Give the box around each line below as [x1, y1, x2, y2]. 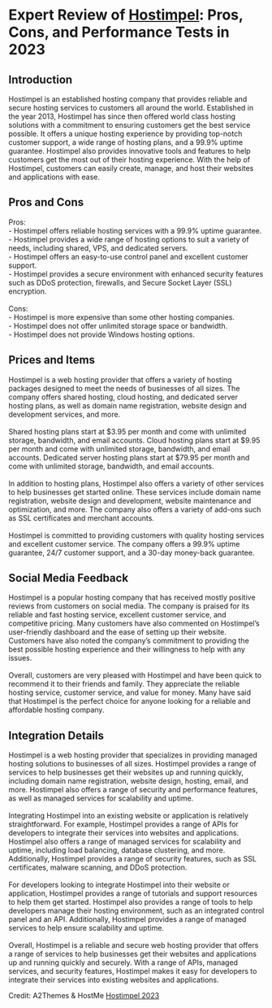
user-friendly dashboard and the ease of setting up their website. [8, 627, 227, 637]
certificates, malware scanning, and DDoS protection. [8, 862, 188, 872]
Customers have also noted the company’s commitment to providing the [8, 636, 249, 646]
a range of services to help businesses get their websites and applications [8, 949, 257, 959]
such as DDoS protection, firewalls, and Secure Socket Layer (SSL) [8, 277, 233, 287]
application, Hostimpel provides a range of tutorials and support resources [8, 888, 258, 898]
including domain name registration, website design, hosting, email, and [8, 776, 249, 786]
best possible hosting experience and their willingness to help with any [8, 644, 246, 654]
